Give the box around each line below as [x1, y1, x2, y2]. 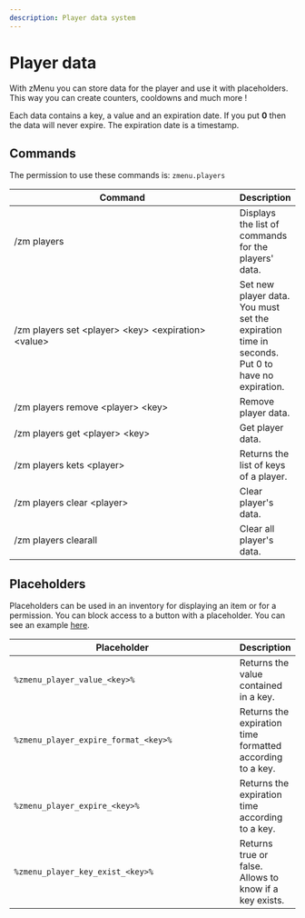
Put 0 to [239, 358, 274, 371]
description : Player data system [9, 13, 136, 23]
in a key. [239, 691, 275, 703]
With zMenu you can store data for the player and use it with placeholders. [9, 83, 289, 94]
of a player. [239, 470, 288, 483]
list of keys [239, 459, 286, 472]
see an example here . [9, 620, 91, 631]
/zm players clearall [14, 534, 98, 546]
